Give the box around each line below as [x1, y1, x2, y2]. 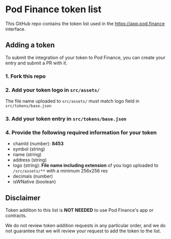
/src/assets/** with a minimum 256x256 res [12, 168, 108, 174]
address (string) [12, 157, 47, 163]
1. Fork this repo [5, 73, 46, 80]
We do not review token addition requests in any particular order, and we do [5, 223, 166, 228]
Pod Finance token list [5, 4, 102, 15]
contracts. [5, 212, 27, 219]
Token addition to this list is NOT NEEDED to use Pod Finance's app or [5, 207, 154, 213]
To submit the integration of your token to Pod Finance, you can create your [5, 54, 166, 60]
